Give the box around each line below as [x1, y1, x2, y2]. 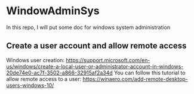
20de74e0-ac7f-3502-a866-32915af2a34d [6, 69, 113, 76]
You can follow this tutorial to [113, 69, 186, 76]
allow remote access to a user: [6, 75, 82, 82]
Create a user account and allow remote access [6, 41, 187, 51]
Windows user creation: [6, 56, 64, 63]
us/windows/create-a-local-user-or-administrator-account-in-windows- [6, 63, 184, 70]
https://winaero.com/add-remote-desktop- [82, 75, 188, 82]
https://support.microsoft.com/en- [65, 56, 150, 63]
